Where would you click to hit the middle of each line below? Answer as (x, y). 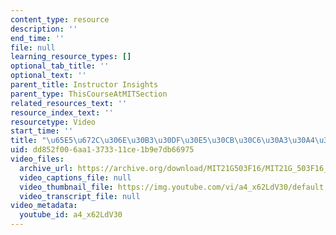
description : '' (44, 29)
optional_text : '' (48, 76)
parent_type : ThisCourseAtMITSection (89, 94)
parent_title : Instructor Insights (84, 85)
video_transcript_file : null (80, 196)
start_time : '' (42, 131)
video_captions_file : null (75, 177)
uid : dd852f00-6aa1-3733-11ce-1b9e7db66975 (102, 150)
